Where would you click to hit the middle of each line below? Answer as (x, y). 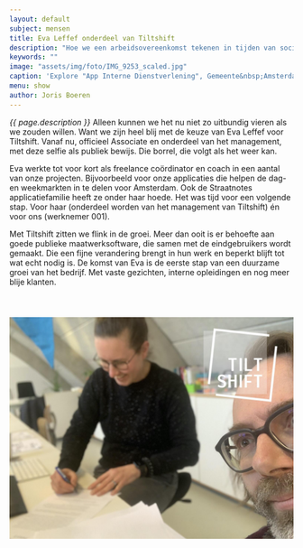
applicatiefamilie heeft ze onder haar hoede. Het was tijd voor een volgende (150, 197)
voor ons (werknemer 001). (60, 216)
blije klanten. (33, 282)
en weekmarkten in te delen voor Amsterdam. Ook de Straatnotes (131, 187)
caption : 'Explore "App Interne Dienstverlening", (106, 77)
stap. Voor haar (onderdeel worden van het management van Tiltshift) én (144, 207)
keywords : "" (34, 57)
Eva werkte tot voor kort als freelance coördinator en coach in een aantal (145, 168)
